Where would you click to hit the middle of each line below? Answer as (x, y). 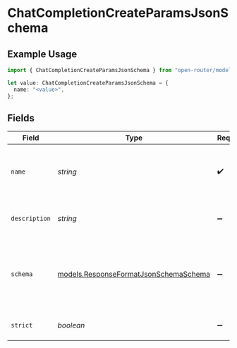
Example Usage (42, 54)
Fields (21, 118)
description (31, 219)
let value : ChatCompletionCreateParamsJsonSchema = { (88, 83)
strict (22, 325)
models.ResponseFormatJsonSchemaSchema (134, 275)
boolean (71, 325)
